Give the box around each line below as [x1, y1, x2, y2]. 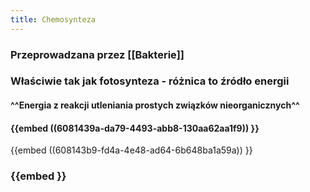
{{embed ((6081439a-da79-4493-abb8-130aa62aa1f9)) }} [10, 122, 260, 134]
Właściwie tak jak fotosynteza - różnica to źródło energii [10, 74, 290, 88]
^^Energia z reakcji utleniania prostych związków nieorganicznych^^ [10, 99, 300, 111]
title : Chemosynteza [10, 14, 97, 25]
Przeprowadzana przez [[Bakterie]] [10, 47, 185, 61]
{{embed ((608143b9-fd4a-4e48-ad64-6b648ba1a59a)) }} [10, 144, 253, 156]
